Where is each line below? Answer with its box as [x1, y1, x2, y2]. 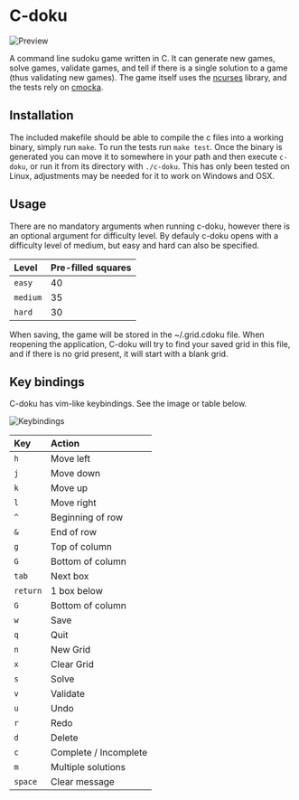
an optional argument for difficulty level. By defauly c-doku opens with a [9, 230, 278, 240]
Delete [51, 731, 79, 744]
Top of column [51, 541, 113, 553]
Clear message [51, 776, 115, 788]
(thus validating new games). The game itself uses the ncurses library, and [9, 71, 287, 82]
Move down [51, 467, 101, 480]
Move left [51, 453, 90, 466]
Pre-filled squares [51, 261, 132, 274]
